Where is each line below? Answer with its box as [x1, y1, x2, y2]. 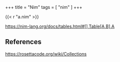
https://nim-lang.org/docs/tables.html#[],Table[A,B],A [5, 23, 115, 29]
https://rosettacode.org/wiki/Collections [5, 51, 87, 57]
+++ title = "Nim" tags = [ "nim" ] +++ [5, 4, 83, 10]
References [5, 38, 42, 46]
